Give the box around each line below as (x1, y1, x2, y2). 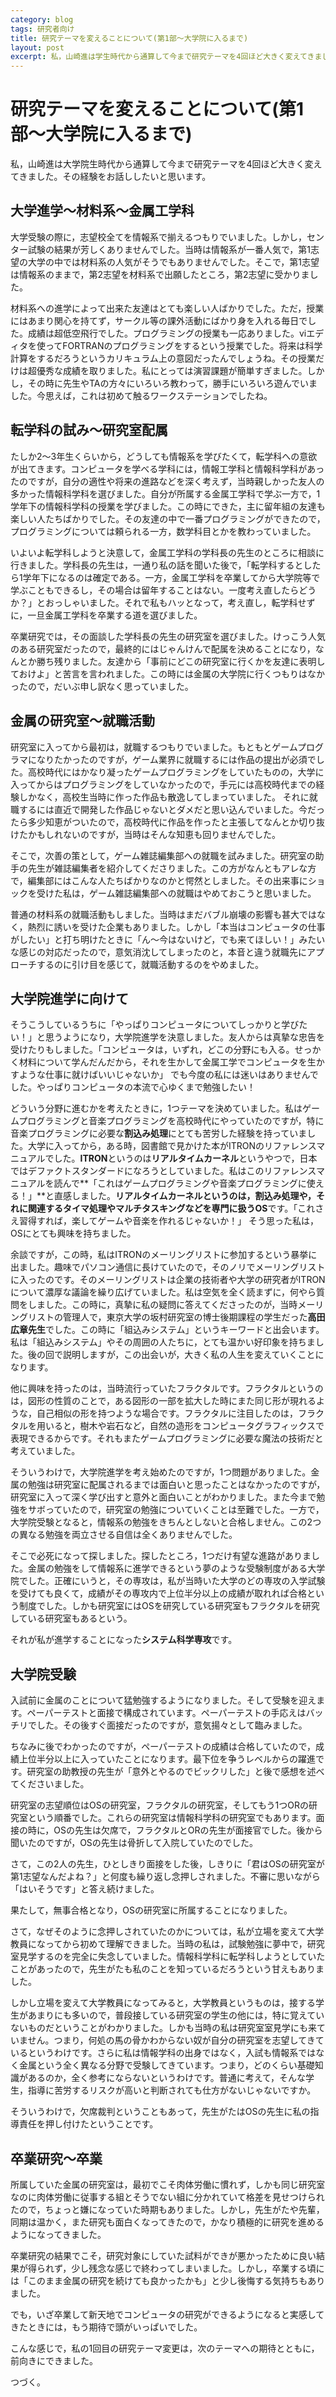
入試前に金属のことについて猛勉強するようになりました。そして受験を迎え (10, 1694, 317, 1706)
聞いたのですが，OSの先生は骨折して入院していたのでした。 (10, 1837, 259, 1849)
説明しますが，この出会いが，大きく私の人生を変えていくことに (62, 1349, 325, 1361)
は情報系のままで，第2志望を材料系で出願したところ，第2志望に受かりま (10, 268, 310, 280)
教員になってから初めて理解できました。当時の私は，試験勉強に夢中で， (10, 1938, 308, 1950)
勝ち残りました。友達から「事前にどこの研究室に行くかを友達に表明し (36, 655, 326, 667)
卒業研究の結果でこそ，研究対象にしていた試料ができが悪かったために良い (10, 2249, 317, 2261)
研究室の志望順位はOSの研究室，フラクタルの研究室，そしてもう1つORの (10, 1799, 309, 1811)
